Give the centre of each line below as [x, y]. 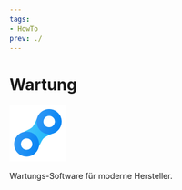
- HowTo [24, 29]
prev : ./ [26, 38]
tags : [20, 19]
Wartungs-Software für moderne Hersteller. [91, 176]
